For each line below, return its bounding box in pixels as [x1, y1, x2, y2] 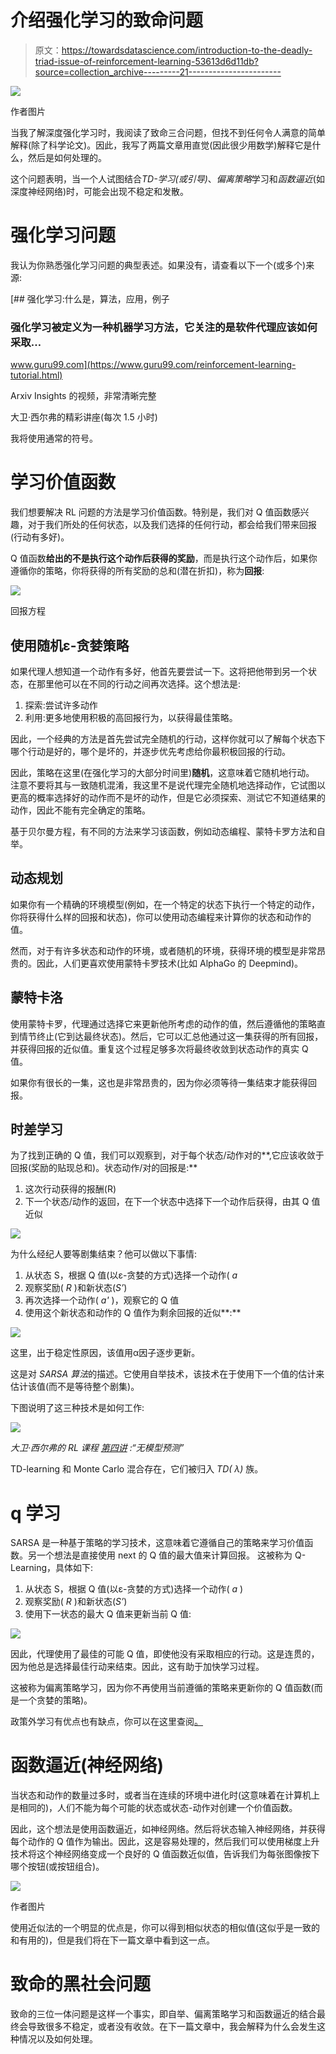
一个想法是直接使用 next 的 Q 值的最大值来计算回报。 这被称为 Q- [36, 1549, 307, 1561]
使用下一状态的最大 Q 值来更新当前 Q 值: [24, 1608, 192, 1620]
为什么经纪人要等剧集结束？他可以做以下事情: [10, 1248, 198, 1260]
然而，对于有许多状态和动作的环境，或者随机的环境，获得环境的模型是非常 [10, 944, 317, 956]
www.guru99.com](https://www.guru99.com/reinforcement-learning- [10, 359, 297, 371]
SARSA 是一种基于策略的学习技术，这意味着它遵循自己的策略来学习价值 [10, 1537, 305, 1549]
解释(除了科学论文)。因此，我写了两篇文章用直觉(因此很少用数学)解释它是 [10, 139, 313, 151]
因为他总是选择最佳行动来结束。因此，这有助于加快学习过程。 [10, 1661, 265, 1673]
